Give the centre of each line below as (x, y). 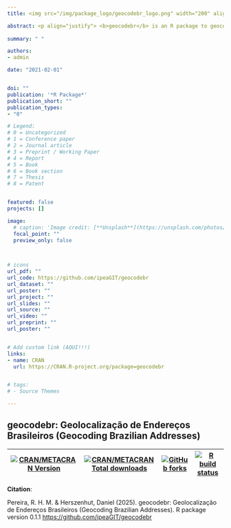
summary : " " (26, 38)
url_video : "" (27, 316)
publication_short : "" (40, 101)
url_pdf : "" (24, 272)
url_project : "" (30, 297)
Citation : (20, 489)
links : (16, 354)
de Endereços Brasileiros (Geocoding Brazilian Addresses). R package (107, 509)
